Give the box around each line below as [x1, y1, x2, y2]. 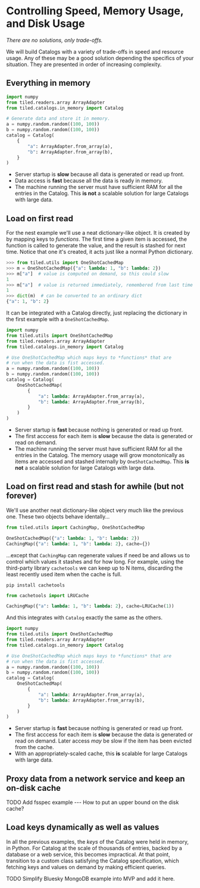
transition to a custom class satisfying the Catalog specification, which [6, 857, 180, 864]
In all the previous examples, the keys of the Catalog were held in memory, [6, 838, 189, 845]
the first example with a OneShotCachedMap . [6, 316, 110, 323]
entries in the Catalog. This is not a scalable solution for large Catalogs [14, 190, 189, 197]
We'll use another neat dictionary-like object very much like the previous [6, 507, 184, 514]
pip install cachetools [6, 582, 65, 588]
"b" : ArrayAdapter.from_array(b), [27, 149, 113, 155]
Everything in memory [6, 78, 91, 88]
